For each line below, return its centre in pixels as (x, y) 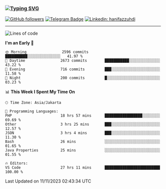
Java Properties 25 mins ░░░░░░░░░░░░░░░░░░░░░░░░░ (83, 150)
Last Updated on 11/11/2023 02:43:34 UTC (48, 181)
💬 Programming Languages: (32, 111)
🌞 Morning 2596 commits (47, 52)
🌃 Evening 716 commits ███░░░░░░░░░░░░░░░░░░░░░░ (83, 69)
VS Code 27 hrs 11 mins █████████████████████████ (83, 168)
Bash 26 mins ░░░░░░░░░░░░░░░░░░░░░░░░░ (83, 142)
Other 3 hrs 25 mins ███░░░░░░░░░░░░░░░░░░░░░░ (83, 124)
